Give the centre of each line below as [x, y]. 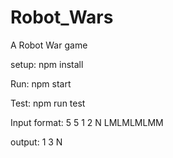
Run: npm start [41, 83]
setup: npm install [47, 64]
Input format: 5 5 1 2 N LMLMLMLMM [87, 122]
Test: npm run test [48, 103]
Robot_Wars [62, 17]
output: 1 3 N [36, 142]
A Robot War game [49, 45]
